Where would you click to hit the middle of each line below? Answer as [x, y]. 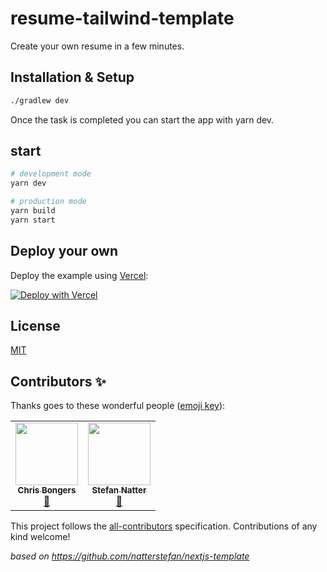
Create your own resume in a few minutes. [97, 46]
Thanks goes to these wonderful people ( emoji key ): [118, 406]
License [35, 326]
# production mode [48, 202]
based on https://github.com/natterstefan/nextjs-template [130, 556]
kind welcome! [40, 537]
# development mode [51, 174]
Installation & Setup [72, 77]
